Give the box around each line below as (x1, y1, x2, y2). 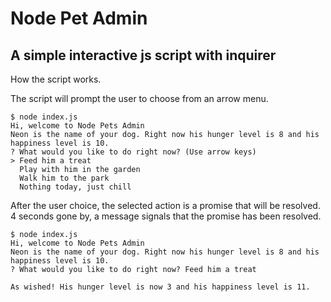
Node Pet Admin (10, 7, 148, 30)
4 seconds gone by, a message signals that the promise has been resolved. (10, 210, 322, 222)
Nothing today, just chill (19, 182, 132, 192)
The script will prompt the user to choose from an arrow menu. (10, 93, 269, 104)
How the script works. (10, 73, 102, 85)
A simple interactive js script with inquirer (10, 47, 277, 64)
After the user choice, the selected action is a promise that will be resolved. (10, 200, 321, 211)
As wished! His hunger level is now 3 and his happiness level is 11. (10, 282, 311, 292)
